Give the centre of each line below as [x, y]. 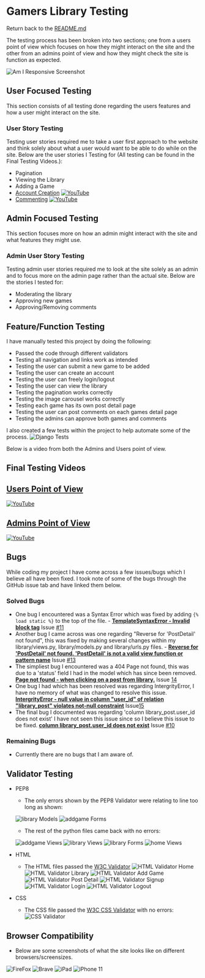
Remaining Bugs [31, 741]
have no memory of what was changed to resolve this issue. [91, 693]
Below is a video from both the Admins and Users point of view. [86, 448]
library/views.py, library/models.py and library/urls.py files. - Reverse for [107, 647]
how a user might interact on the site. [53, 112]
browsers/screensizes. [44, 957]
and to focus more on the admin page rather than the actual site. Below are [101, 276]
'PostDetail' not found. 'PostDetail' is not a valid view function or [99, 654]
